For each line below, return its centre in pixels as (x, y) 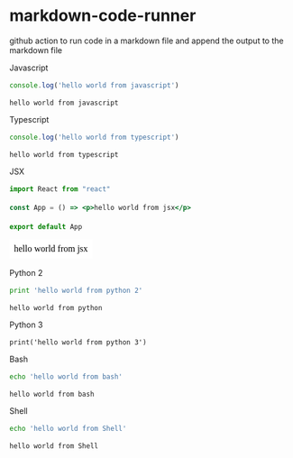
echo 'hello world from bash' (66, 376)
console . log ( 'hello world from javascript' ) (94, 85)
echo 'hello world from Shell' (68, 428)
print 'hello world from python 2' (76, 291)
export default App (46, 227)
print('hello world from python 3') (78, 342)
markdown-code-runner (103, 16)
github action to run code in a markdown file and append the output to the (146, 41)
